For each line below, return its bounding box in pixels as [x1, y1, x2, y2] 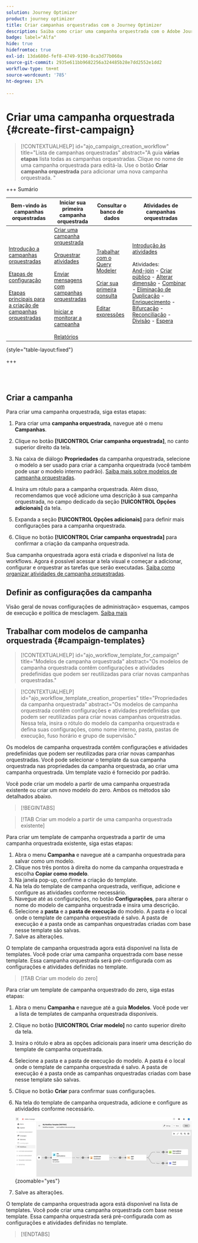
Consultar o [97, 202, 127, 209]
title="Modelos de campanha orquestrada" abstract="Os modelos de [20, 657, 189, 665]
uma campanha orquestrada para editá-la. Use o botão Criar [20, 162, 168, 169]
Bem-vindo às [11, 202, 47, 209]
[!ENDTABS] [20, 1231, 50, 1238]
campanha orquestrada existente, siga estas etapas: [6, 840, 134, 847]
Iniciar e [54, 308, 74, 315]
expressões [96, 311, 125, 318]
